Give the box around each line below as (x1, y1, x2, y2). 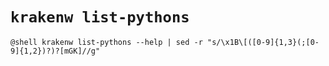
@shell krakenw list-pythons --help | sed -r (10, 37, 203, 47)
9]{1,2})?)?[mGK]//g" (10, 46, 101, 56)
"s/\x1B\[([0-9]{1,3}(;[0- (206, 37, 320, 47)
